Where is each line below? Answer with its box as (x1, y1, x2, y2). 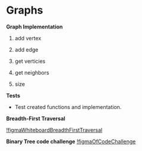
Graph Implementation (6, 23, 64, 30)
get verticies (14, 57, 46, 65)
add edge (14, 46, 39, 53)
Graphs (6, 4, 43, 17)
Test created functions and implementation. (14, 103, 122, 110)
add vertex (14, 34, 42, 41)
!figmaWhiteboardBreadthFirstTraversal (6, 126, 103, 133)
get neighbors (14, 69, 49, 76)
